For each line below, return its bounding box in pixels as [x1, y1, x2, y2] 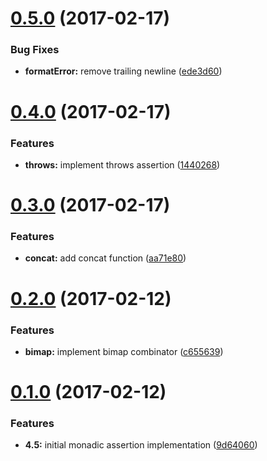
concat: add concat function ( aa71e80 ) [24, 252, 187, 264]
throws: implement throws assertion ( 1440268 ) [24, 158, 221, 171]
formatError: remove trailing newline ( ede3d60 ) [24, 65, 223, 77]
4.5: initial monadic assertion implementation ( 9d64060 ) [24, 439, 258, 451]
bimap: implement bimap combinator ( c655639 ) [24, 345, 224, 357]
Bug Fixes [10, 43, 60, 57]
